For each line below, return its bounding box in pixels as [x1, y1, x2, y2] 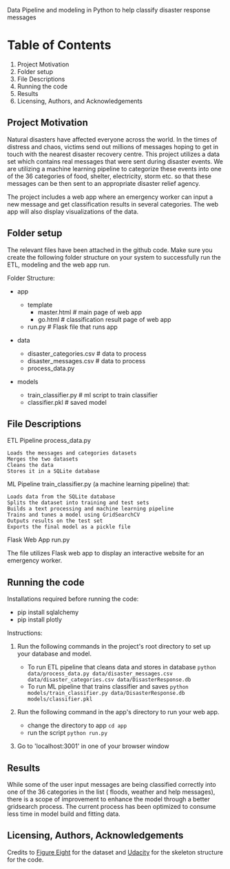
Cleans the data [7, 462, 54, 469]
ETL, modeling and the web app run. [7, 260, 110, 269]
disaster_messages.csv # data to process [27, 356, 146, 365]
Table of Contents [7, 37, 112, 53]
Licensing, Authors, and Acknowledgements [17, 97, 143, 105]
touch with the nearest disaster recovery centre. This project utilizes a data [7, 150, 220, 158]
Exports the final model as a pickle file [7, 524, 131, 531]
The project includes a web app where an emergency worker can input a [7, 193, 213, 201]
